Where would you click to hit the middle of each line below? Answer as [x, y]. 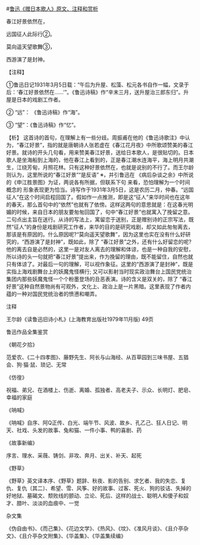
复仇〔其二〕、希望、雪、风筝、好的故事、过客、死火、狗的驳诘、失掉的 [104, 488]
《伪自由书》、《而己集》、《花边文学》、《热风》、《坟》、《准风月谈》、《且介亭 [95, 528]
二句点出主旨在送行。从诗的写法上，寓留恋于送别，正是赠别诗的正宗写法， [97, 219]
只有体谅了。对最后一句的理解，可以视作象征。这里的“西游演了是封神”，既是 [100, 264]
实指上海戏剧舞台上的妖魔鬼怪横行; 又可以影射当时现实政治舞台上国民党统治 [99, 272]
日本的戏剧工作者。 [40, 99]
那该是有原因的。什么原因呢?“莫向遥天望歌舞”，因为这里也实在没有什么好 [96, 234]
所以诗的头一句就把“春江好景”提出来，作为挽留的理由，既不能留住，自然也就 [100, 257]
